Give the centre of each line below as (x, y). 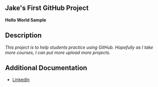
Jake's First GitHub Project (47, 8)
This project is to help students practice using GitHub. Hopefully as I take (79, 47)
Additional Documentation (46, 68)
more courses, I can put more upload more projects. (58, 52)
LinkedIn (21, 80)
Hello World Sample (26, 20)
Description (23, 36)
